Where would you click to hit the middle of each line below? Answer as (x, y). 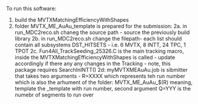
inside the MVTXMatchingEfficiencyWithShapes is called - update (95, 57)
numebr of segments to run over (54, 95)
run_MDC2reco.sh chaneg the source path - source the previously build (102, 32)
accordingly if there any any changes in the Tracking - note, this (92, 63)
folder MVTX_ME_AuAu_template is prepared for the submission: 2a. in (101, 26)
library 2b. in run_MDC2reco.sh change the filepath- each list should (98, 38)
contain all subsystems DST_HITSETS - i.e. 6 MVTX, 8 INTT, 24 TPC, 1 (100, 45)
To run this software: (31, 9)
